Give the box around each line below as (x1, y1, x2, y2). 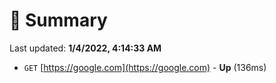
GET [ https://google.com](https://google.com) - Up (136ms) (23, 61, 267, 73)
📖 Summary (9, 9, 108, 32)
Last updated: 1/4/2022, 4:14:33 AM (9, 42, 162, 54)
